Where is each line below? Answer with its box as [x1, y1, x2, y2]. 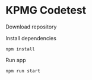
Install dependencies [5, 34, 57, 41]
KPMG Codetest [5, 4, 87, 17]
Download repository [5, 23, 57, 30]
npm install [5, 46, 35, 52]
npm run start [5, 68, 41, 74]
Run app [5, 56, 26, 63]
